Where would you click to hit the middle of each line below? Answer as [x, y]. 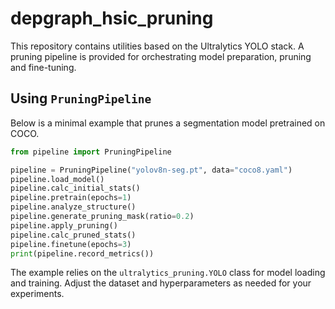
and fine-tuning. [43, 67]
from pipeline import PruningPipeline [91, 152]
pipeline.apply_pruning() [64, 225]
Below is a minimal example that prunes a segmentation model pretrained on [168, 123]
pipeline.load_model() [57, 179]
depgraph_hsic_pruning [112, 18]
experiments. [37, 294]
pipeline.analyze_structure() [73, 207]
